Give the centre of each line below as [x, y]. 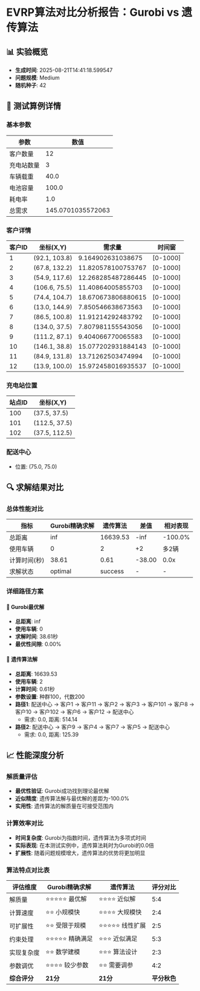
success [112, 571]
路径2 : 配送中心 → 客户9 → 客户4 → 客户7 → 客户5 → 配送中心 [92, 726]
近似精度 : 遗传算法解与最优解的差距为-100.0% [72, 798]
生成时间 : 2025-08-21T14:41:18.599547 [64, 70]
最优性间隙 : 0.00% [38, 644]
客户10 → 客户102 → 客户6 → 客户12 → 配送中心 [74, 711]
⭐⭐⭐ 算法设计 [118, 952]
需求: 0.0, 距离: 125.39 [51, 734]
